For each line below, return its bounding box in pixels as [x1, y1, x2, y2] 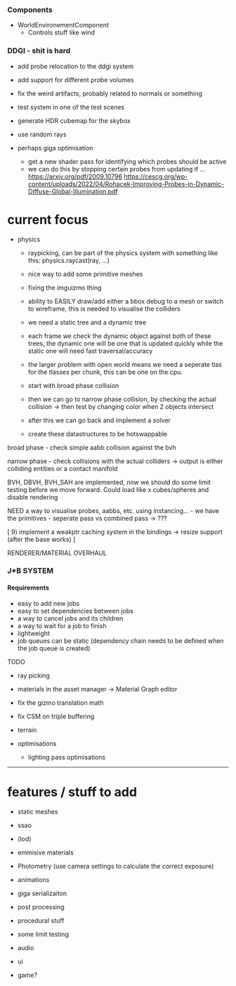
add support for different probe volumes [17, 75, 134, 84]
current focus [7, 212, 89, 228]
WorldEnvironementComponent [17, 21, 109, 30]
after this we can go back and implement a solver [27, 416, 171, 424]
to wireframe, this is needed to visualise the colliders [27, 304, 181, 313]
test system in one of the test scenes [17, 103, 125, 111]
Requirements [7, 583, 50, 592]
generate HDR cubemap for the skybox [17, 116, 131, 124]
